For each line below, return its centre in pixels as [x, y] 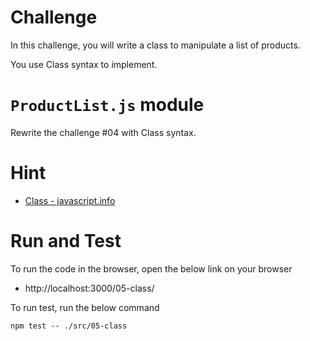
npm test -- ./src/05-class [69, 326]
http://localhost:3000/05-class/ [89, 288]
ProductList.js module [107, 105]
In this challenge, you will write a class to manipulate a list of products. [155, 45]
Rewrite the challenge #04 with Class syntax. [103, 132]
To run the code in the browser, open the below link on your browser [151, 268]
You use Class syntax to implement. [84, 64]
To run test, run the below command [85, 307]
